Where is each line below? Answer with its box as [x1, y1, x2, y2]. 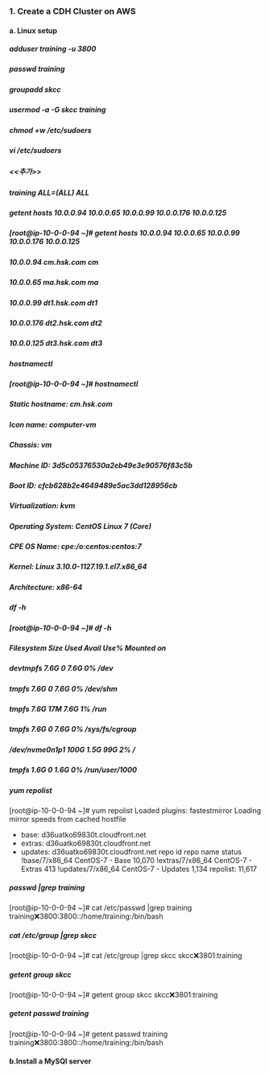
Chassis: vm [9, 440, 52, 450]
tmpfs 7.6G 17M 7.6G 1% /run [9, 704, 107, 714]
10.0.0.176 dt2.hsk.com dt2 [9, 318, 103, 328]
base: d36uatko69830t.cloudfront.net [20, 829, 147, 839]
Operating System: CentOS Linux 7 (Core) [9, 521, 152, 531]
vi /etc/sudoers [9, 145, 62, 155]
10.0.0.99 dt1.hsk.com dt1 [9, 298, 97, 308]
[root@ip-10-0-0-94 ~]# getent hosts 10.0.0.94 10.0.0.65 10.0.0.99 [9, 228, 240, 238]
